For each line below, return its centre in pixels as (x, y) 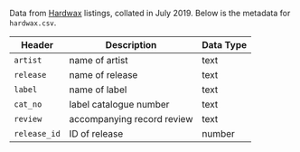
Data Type (225, 45)
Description (131, 45)
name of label (98, 90)
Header (37, 45)
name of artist (98, 60)
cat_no (28, 104)
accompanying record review (131, 119)
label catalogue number (119, 104)
